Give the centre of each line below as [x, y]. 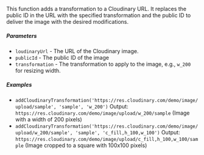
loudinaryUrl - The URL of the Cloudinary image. [77, 51]
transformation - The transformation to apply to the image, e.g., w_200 [103, 64]
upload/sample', [36, 107]
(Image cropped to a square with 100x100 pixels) [86, 145]
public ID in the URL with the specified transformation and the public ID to [99, 15]
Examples [19, 84]
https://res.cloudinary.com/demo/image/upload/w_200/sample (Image [102, 113]
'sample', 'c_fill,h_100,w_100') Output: [128, 132]
